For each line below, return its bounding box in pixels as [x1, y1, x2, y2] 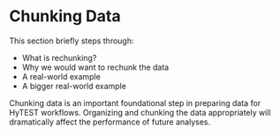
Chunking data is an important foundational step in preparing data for [9, 97, 261, 108]
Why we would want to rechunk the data [21, 62, 170, 72]
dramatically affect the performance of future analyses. [9, 117, 210, 127]
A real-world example [21, 71, 102, 81]
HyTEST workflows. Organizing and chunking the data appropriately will [9, 107, 271, 117]
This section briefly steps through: [9, 35, 134, 46]
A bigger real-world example [21, 80, 126, 91]
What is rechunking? [21, 52, 97, 63]
